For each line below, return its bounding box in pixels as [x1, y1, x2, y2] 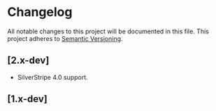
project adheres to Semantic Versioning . [7, 34, 123, 42]
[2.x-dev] [7, 55, 50, 67]
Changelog [7, 4, 73, 20]
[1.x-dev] [7, 93, 48, 105]
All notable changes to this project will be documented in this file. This [7, 27, 210, 35]
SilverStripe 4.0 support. [17, 73, 89, 81]
